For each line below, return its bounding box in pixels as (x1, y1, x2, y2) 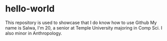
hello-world (5, 3, 55, 14)
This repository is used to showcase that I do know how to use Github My (5, 19, 157, 25)
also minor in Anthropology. (5, 30, 62, 36)
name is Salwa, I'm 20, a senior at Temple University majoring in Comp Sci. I (5, 24, 162, 30)
